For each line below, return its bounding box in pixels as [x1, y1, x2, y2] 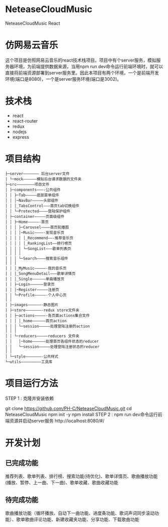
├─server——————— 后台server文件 [5, 171, 70, 176]
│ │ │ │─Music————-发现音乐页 [5, 230, 65, 235]
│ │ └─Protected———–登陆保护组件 [5, 208, 71, 214]
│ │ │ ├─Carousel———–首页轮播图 [5, 224, 69, 230]
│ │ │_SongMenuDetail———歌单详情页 [5, 271, 76, 276]
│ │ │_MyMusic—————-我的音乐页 [5, 266, 67, 271]
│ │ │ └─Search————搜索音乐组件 [5, 256, 69, 261]
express [12, 134, 29, 140]
